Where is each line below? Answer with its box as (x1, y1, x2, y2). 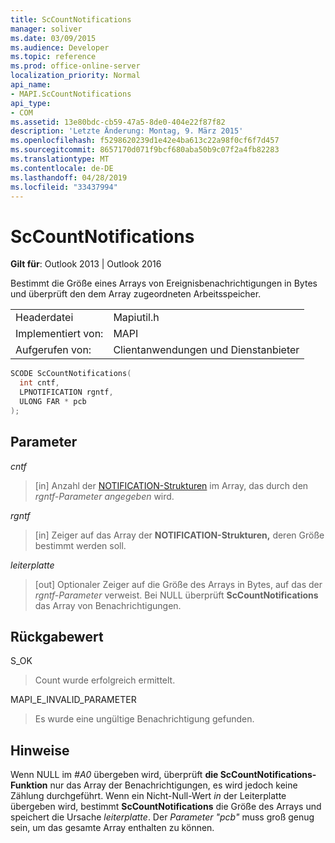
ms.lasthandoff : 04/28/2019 (10, 172, 128, 183)
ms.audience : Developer (10, 42, 110, 53)
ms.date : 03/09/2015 (10, 33, 97, 43)
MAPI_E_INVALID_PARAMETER (10, 694, 137, 706)
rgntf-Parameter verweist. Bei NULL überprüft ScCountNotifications (34, 589, 319, 601)
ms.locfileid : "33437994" (10, 182, 118, 192)
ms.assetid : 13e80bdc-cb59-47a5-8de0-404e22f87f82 (10, 117, 226, 127)
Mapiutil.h (113, 311, 160, 325)
